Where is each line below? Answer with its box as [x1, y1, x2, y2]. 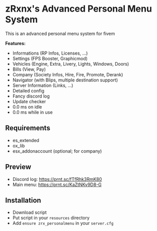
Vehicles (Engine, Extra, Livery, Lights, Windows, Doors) [12, 61, 129, 67]
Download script [12, 209, 47, 215]
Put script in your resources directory [12, 215, 90, 221]
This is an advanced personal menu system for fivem [5, 30, 115, 36]
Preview [5, 163, 32, 171]
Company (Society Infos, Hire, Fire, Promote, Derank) [12, 71, 123, 77]
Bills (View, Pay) [12, 66, 46, 72]
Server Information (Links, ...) [12, 82, 73, 88]
